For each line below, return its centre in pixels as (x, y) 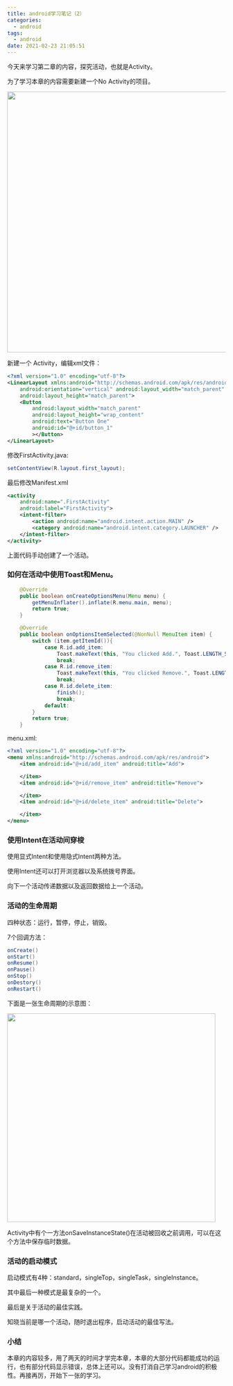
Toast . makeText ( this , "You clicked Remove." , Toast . (135, 673)
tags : (15, 33)
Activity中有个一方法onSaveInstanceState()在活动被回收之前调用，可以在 (111, 1232)
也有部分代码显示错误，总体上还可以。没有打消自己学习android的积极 (118, 1367)
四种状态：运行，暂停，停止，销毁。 (59, 922)
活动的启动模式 (32, 1261)
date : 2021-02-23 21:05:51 (46, 46)
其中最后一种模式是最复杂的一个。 (56, 1292)
